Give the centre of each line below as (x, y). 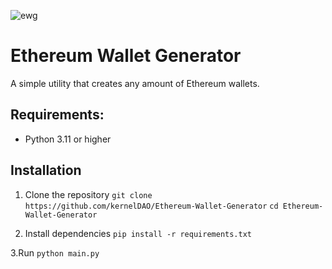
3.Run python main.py (55, 252)
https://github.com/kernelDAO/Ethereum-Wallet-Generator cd (151, 206)
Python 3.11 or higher (68, 139)
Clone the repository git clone (88, 194)
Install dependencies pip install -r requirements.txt (138, 233)
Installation (46, 170)
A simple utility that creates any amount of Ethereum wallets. (135, 83)
